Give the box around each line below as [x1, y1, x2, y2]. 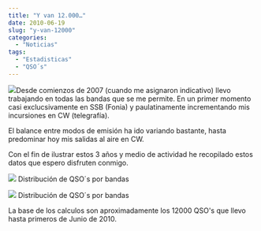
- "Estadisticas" [15, 56, 73, 64]
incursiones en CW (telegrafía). [8, 110, 110, 120]
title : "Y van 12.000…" [8, 11, 87, 20]
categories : [8, 33, 47, 42]
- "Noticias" [15, 41, 58, 49]
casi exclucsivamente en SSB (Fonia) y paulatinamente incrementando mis [8, 102, 250, 111]
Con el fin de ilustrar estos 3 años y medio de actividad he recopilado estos [8, 149, 254, 158]
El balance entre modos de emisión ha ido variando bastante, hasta [8, 125, 227, 135]
